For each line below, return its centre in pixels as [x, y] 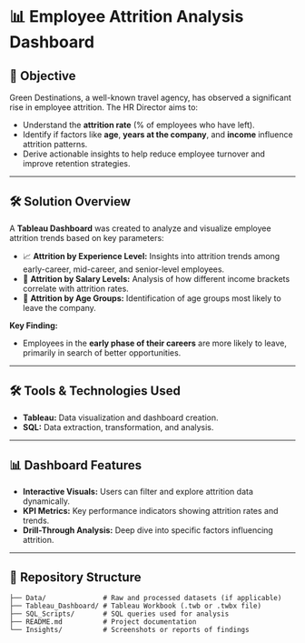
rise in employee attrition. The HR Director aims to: [103, 107]
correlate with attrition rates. [75, 288]
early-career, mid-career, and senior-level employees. [123, 269]
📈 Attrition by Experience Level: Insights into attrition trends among [151, 256]
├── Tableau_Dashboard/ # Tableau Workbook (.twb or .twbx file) [135, 606]
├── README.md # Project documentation [103, 622]
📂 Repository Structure [75, 577]
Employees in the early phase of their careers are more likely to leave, [155, 343]
